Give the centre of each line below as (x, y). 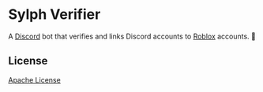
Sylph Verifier (54, 15)
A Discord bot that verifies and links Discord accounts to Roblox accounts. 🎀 (132, 36)
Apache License (34, 79)
